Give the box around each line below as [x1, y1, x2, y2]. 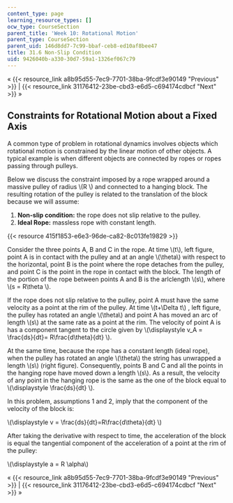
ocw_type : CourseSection [7, 23, 80, 30]
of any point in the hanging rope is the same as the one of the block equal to [7, 376, 227, 384]
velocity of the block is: [7, 404, 75, 412]
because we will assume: [7, 197, 80, 206]
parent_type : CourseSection [7, 36, 89, 43]
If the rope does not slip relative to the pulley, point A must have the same [7, 296, 219, 304]
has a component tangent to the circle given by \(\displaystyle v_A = [7, 325, 203, 333]
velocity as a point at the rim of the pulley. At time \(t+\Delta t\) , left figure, [7, 303, 221, 311]
